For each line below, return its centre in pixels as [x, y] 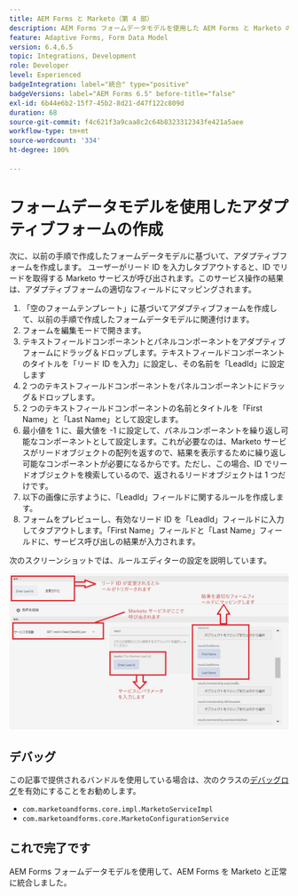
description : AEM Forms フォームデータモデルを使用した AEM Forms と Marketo [145, 28]
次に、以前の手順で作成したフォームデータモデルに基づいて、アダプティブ [145, 256]
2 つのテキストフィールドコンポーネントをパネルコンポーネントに [142, 386]
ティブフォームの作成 [86, 229]
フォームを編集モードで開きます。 [84, 330]
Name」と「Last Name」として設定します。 [102, 419]
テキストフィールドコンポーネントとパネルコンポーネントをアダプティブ [153, 341]
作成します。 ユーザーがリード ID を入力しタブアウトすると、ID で [160, 267]
